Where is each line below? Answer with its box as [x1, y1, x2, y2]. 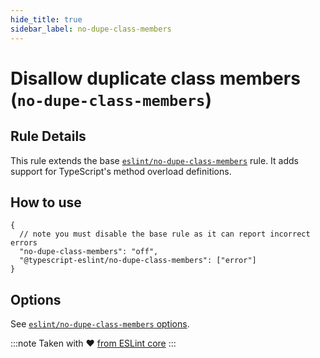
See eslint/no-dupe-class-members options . [10, 318, 190, 330]
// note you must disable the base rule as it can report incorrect [19, 229, 311, 240]
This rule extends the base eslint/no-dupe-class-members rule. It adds [10, 154, 299, 166]
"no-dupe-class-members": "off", [19, 247, 159, 257]
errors [10, 238, 38, 248]
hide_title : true [10, 14, 83, 25]
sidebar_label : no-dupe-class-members [10, 24, 172, 34]
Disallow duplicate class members [10, 67, 301, 90]
